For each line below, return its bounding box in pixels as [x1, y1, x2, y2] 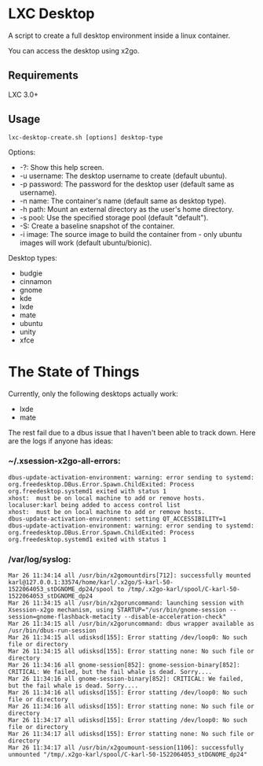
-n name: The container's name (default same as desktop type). [19, 196, 226, 205]
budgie [19, 268, 43, 278]
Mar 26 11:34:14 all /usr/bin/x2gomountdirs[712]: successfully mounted [8, 572, 251, 579]
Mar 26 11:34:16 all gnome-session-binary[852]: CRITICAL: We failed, [8, 675, 244, 683]
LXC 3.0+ [8, 90, 39, 99]
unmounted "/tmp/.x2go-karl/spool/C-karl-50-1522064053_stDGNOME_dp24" [8, 751, 247, 759]
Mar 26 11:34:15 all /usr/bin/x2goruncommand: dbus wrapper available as [8, 620, 255, 628]
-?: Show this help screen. [19, 162, 104, 172]
